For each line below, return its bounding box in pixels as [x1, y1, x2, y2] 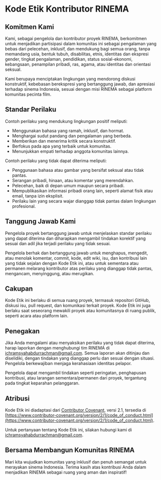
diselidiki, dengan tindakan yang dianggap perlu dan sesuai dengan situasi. [5, 355, 155, 361]
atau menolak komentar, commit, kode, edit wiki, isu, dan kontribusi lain [5, 255, 147, 261]
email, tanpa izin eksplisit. [12, 193, 64, 199]
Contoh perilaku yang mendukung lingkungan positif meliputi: [5, 118, 128, 124]
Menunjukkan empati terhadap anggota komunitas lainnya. [12, 148, 129, 154]
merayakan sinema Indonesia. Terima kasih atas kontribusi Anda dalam [5, 464, 146, 470]
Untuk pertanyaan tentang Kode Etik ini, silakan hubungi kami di [5, 427, 132, 433]
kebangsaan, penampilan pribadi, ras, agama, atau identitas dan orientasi [5, 62, 151, 67]
